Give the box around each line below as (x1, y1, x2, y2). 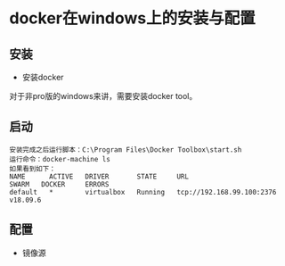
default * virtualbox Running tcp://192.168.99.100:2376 (9, 187, 277, 196)
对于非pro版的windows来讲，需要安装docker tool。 (9, 91, 198, 101)
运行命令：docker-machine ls (9, 154, 111, 163)
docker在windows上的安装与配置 (9, 8, 256, 29)
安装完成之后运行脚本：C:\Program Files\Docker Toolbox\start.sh (9, 145, 242, 154)
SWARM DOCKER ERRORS (9, 179, 110, 188)
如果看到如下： (9, 164, 56, 173)
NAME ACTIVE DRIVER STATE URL (9, 171, 190, 181)
